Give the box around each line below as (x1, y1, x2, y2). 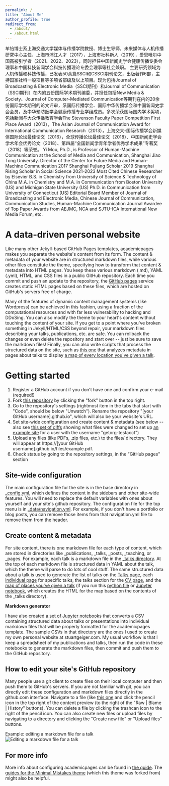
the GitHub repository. (5, 650, 51, 656)
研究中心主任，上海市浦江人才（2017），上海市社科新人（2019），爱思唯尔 (5, 52, 157, 58)
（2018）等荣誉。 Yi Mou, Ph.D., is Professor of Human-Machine (5, 147, 140, 152)
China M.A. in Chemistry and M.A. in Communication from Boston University (5, 179, 163, 185)
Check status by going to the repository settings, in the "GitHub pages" (12, 451, 160, 457)
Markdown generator (5, 603, 51, 609)
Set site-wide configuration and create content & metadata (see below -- (12, 419, 164, 425)
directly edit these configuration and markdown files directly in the (5, 689, 143, 695)
